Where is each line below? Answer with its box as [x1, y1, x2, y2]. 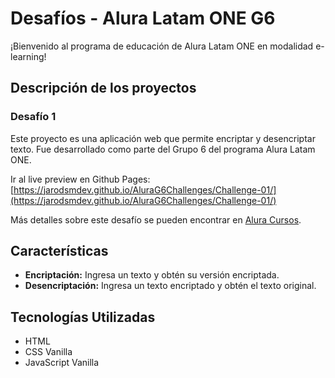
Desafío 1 [10, 110, 57, 124]
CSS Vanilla [24, 346, 73, 358]
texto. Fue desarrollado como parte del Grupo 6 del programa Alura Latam [10, 143, 316, 155]
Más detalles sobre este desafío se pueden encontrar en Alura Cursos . [10, 213, 302, 226]
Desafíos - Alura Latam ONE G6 [10, 7, 276, 30]
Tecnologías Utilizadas [10, 308, 156, 326]
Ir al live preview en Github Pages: [10, 173, 151, 185]
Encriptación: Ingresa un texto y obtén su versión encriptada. [24, 269, 280, 281]
